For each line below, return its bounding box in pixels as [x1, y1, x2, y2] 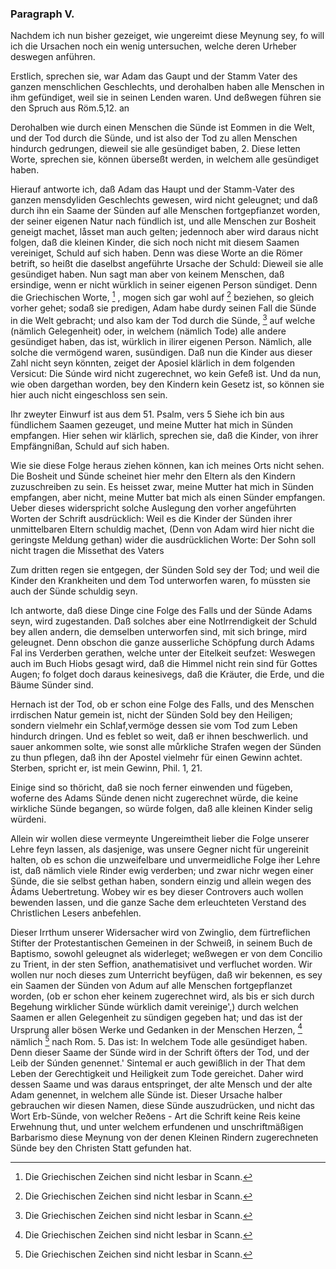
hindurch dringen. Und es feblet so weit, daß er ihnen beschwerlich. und [10, 730, 309, 742]
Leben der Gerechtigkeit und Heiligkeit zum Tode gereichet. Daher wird [10, 1067, 304, 1079]
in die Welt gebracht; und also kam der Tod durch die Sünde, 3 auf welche [10, 312, 316, 326]
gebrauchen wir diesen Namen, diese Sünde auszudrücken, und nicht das [10, 1099, 315, 1111]
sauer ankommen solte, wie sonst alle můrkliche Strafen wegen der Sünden [10, 740, 322, 752]
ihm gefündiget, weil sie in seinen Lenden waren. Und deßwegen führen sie [10, 92, 322, 104]
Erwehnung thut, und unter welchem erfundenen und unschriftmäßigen [10, 1120, 304, 1132]
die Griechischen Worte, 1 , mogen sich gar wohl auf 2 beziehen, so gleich [10, 290, 315, 303]
